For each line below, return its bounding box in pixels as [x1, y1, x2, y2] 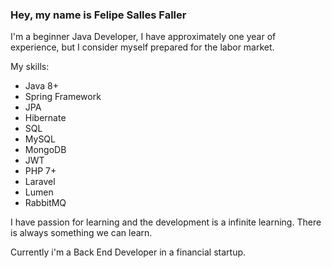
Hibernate [24, 112, 67, 124]
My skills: [10, 61, 50, 73]
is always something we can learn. [10, 227, 153, 239]
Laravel [24, 176, 56, 188]
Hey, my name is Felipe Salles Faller [10, 8, 187, 22]
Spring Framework [24, 91, 102, 103]
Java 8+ [24, 80, 59, 92]
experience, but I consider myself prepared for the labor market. [10, 41, 275, 53]
